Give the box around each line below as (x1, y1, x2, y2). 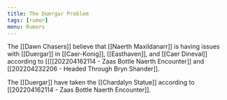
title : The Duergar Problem (7, 10, 89, 17)
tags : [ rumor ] (7, 17, 49, 24)
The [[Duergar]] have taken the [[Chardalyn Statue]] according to (7, 78, 195, 87)
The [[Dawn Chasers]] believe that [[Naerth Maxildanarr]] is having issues (7, 43, 220, 51)
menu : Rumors (7, 23, 45, 30)
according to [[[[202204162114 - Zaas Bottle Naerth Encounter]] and (7, 57, 205, 66)
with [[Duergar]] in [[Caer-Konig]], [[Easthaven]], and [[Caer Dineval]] (7, 50, 208, 58)
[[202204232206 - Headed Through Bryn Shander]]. (7, 64, 160, 73)
